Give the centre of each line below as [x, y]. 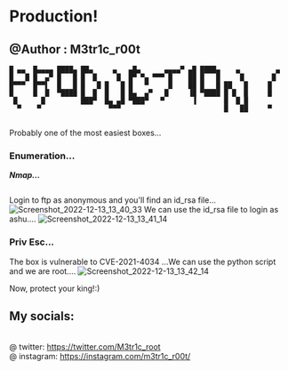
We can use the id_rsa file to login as [211, 210]
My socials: [42, 316]
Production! [54, 16]
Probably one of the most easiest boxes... [85, 133]
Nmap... [25, 175]
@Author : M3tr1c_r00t [75, 49]
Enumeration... [42, 156]
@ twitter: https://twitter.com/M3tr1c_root [85, 347]
